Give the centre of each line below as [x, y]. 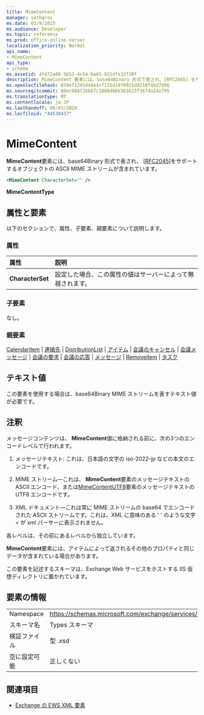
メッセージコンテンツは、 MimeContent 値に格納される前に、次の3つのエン [101, 438]
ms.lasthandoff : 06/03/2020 [42, 108]
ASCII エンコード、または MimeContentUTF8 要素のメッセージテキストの [105, 487]
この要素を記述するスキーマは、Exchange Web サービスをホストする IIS [96, 569]
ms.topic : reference [32, 35]
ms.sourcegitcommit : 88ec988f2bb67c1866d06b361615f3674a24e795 [88, 91]
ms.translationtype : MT [36, 97]
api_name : [19, 52]
